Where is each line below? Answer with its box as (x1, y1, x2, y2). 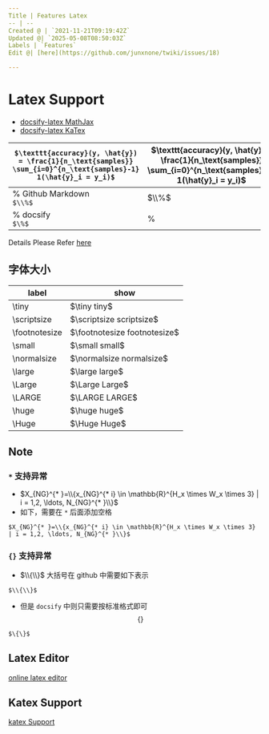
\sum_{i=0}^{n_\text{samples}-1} (12, 164, 140, 173)
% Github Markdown (12, 188, 90, 199)
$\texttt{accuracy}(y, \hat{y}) (14, 148, 138, 157)
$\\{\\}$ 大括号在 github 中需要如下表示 (19, 570, 150, 579)
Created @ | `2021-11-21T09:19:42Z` (8, 26, 130, 34)
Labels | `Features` (8, 42, 78, 50)
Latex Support (8, 91, 105, 109)
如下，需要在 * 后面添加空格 (19, 507, 112, 517)
